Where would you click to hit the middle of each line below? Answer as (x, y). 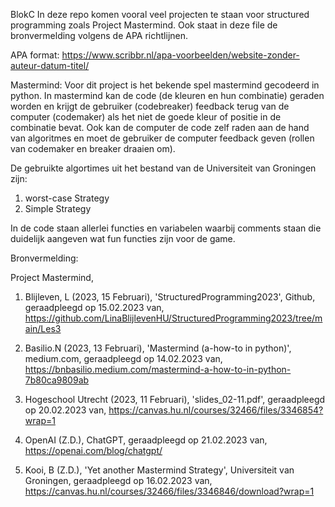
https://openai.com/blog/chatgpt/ (93, 450)
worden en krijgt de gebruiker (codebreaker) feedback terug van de (150, 106)
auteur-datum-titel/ (50, 65)
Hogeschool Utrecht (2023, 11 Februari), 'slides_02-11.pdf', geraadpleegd (175, 399)
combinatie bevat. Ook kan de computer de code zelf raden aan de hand (160, 127)
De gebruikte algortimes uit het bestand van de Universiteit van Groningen (163, 168)
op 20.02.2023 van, (65, 410)
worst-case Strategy (67, 198)
